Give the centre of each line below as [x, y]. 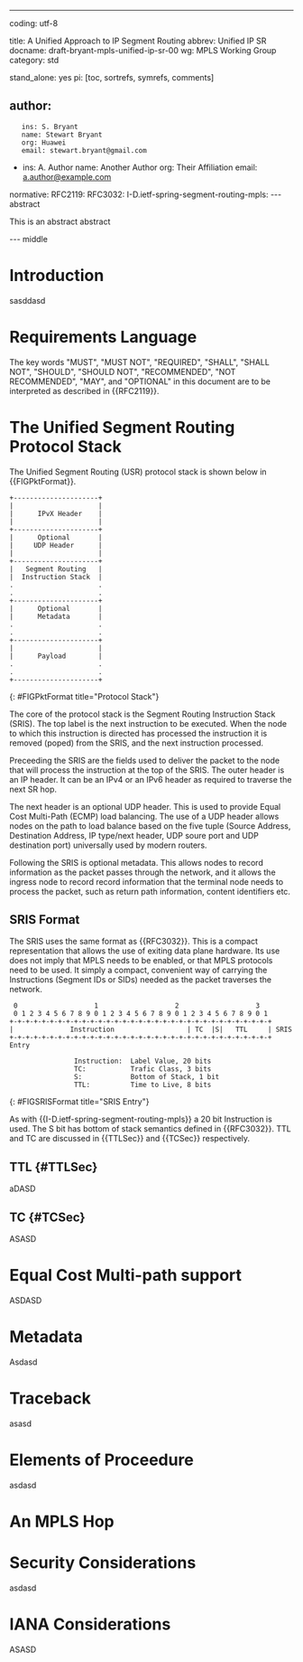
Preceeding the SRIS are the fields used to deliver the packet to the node [145, 760]
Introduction [57, 276]
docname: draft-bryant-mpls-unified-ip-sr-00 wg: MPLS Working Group [143, 50]
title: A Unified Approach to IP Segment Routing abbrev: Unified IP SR [138, 41]
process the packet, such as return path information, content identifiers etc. [150, 891]
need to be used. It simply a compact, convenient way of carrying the [138, 970]
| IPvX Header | [56, 513]
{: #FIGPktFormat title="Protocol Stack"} [84, 696]
